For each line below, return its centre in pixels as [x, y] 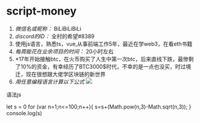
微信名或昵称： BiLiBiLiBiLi [48, 28]
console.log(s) [24, 113]
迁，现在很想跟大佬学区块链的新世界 [60, 74]
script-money [42, 11]
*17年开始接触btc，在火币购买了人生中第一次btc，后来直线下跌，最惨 [102, 59]
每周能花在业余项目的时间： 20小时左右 [64, 51]
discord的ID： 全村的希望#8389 [55, 36]
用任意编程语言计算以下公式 [50, 81]
